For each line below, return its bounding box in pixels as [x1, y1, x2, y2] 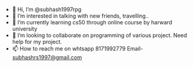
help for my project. [12, 38, 62, 45]
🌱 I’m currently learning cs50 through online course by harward [12, 19, 173, 26]
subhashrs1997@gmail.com [12, 54, 82, 61]
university [12, 25, 38, 32]
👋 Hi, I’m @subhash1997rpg [12, 6, 81, 13]
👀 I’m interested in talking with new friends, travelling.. [12, 12, 149, 19]
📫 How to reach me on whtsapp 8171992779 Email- [12, 45, 143, 52]
